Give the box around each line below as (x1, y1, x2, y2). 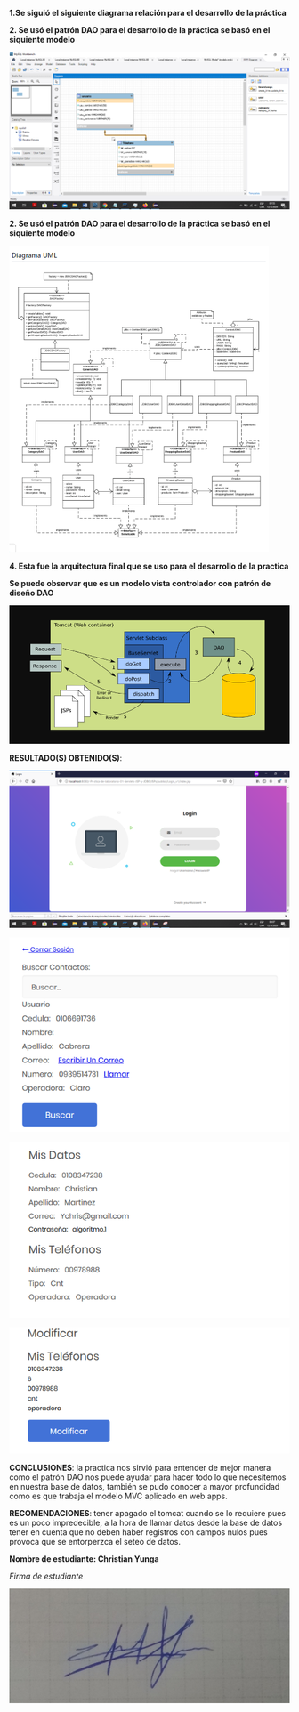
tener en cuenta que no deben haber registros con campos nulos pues (9, 1526, 269, 1538)
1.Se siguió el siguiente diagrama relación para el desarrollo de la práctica (9, 8, 287, 18)
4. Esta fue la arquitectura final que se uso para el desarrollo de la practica (9, 561, 289, 571)
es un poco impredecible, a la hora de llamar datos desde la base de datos (9, 1517, 283, 1528)
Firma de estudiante (9, 1571, 84, 1581)
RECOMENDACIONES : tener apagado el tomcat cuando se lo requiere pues (9, 1507, 287, 1518)
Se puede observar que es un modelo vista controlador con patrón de (9, 578, 271, 588)
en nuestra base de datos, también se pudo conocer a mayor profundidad (9, 1481, 280, 1491)
